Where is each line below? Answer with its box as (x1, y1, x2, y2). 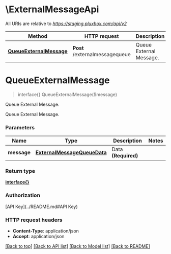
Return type (5, 168, 36, 175)
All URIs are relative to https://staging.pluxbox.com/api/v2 (5, 20, 127, 27)
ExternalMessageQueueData (35, 149, 107, 156)
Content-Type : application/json (12, 228, 79, 234)
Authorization (5, 192, 41, 199)
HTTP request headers (5, 216, 63, 223)
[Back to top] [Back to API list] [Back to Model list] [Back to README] (5, 243, 150, 249)
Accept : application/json (12, 234, 65, 240)
